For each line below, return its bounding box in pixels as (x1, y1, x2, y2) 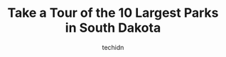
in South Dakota (65, 20, 161, 36)
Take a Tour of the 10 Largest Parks (7, 5, 219, 21)
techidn (102, 43, 124, 51)
